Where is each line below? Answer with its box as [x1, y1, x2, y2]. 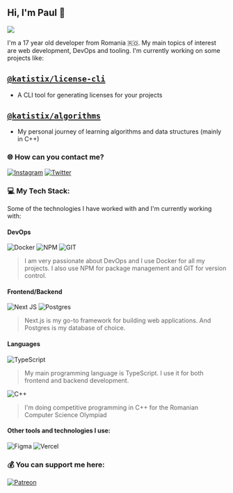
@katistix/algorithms [7, 111, 101, 121]
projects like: [7, 54, 44, 62]
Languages [7, 340, 40, 348]
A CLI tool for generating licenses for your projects [17, 91, 163, 99]
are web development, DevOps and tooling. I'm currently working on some [7, 46, 220, 54]
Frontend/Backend [7, 287, 63, 296]
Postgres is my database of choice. [24, 324, 126, 332]
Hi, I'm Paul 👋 [7, 7, 65, 19]
